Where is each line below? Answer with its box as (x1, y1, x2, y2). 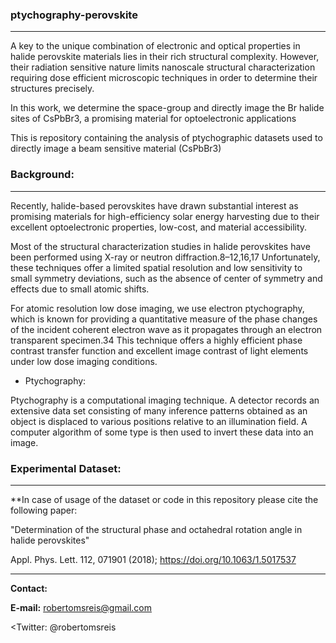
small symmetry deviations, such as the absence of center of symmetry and (10, 272, 323, 284)
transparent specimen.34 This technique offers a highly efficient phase (10, 334, 303, 346)
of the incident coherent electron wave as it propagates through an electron (10, 323, 323, 335)
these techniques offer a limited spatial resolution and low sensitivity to (10, 261, 303, 273)
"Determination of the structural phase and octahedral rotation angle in (10, 523, 303, 535)
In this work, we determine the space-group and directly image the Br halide (10, 102, 325, 114)
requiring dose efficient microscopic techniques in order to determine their (10, 72, 318, 84)
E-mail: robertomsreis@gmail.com (10, 601, 153, 613)
